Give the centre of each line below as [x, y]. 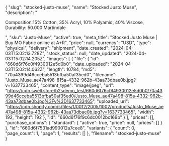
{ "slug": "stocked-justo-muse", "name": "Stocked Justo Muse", [71, 7]
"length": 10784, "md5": [71, 69]
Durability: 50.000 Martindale [36, 28]
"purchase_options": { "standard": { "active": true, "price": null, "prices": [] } [84, 123]
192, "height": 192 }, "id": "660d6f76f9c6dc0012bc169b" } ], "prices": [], [80, 117]
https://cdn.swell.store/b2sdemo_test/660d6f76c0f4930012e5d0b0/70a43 [85, 91]
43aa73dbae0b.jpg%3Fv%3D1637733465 [49, 101]
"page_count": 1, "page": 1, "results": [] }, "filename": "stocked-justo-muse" [83, 133]
